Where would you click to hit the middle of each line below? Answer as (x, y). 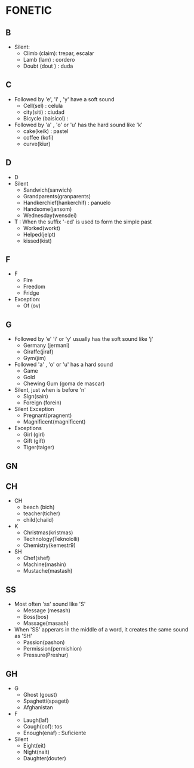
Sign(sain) (36, 397)
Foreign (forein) (42, 403)
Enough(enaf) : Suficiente (55, 733)
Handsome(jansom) (47, 209)
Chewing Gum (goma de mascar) (64, 383)
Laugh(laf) (36, 720)
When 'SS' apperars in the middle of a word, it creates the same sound (101, 630)
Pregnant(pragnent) (47, 415)
